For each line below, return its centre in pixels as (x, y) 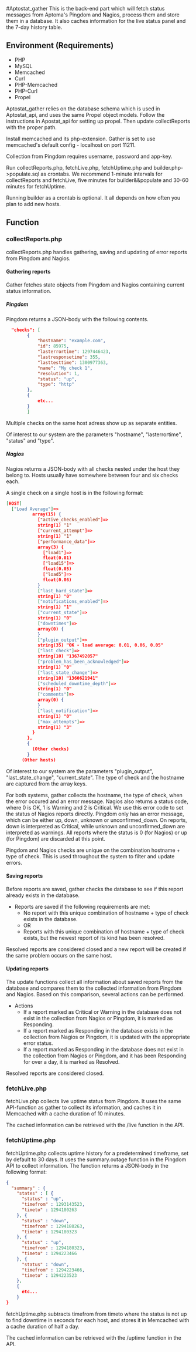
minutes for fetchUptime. (36, 186)
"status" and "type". (30, 440)
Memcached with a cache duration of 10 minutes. (66, 1114)
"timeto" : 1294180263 (49, 1210)
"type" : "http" (56, 385)
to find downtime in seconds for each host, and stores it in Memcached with (98, 1320)
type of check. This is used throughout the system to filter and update (90, 856)
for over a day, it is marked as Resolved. (71, 1062)
